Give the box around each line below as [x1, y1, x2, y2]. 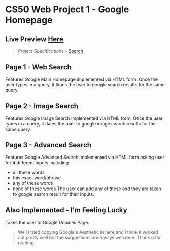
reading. [17, 240, 36, 246]
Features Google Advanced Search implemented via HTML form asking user [5, 154, 165, 161]
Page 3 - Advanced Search [5, 141, 92, 149]
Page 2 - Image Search [5, 102, 79, 110]
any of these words [12, 180, 53, 186]
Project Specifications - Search [17, 48, 84, 54]
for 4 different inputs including [5, 160, 69, 166]
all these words [12, 169, 45, 176]
